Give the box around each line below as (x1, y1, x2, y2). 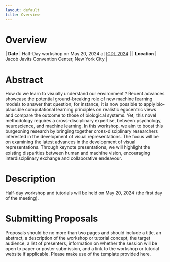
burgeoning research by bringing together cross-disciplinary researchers (5, 128, 158, 134)
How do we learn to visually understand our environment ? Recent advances (5, 91, 165, 97)
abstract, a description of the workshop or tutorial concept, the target (5, 235, 151, 241)
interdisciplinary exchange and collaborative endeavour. (5, 155, 123, 161)
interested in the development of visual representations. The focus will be (5, 134, 159, 140)
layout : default (5, 7, 40, 13)
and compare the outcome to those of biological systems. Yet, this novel (5, 112, 156, 118)
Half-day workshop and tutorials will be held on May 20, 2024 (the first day (5, 190, 162, 196)
